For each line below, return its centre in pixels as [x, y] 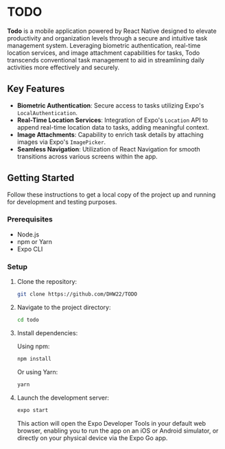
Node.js [28, 234]
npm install [34, 359]
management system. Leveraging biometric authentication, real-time [104, 45]
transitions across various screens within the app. [87, 156]
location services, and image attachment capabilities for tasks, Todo [104, 53]
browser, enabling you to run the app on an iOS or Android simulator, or [118, 430]
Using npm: [33, 346]
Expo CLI [30, 249]
